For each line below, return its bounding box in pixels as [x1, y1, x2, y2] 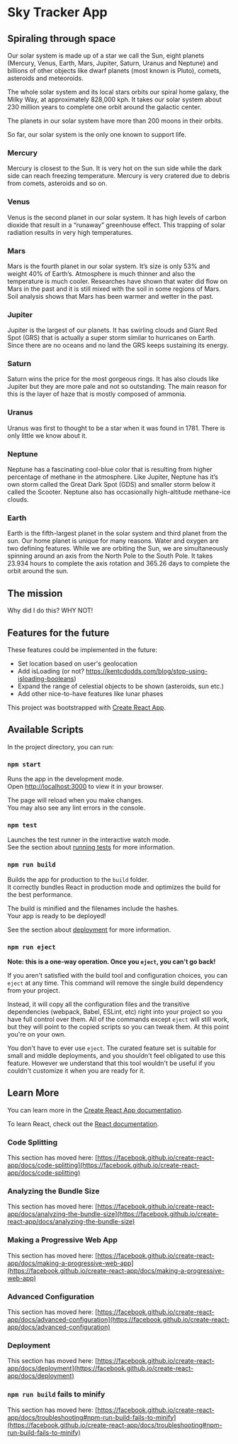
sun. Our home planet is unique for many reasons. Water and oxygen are [7, 536, 220, 545]
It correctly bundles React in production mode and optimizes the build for [7, 883, 221, 891]
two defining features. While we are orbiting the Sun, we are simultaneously [7, 544, 229, 553]
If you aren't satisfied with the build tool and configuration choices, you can [7, 971, 228, 979]
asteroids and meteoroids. [7, 74, 84, 82]
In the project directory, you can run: [7, 742, 114, 751]
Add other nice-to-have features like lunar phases [17, 690, 164, 698]
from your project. [7, 986, 60, 994]
